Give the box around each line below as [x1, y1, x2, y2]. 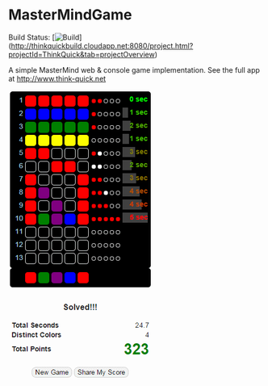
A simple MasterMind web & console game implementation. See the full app [8, 65, 261, 74]
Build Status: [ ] [8, 32, 82, 42]
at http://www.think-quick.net [8, 73, 107, 83]
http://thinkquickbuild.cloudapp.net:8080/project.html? [10, 40, 194, 50]
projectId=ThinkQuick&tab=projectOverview [8, 49, 155, 59]
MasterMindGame [8, 6, 132, 24]
